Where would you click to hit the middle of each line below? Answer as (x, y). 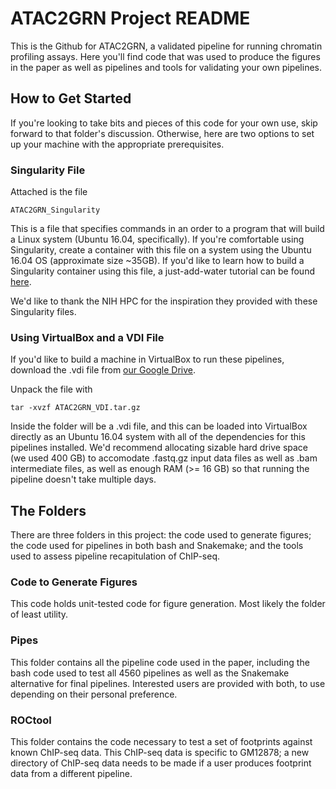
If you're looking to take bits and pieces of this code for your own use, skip (164, 123)
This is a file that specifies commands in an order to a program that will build (167, 229)
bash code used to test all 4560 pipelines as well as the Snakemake (150, 673)
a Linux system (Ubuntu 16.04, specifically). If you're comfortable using (157, 239)
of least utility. (39, 614)
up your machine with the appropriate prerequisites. (117, 144)
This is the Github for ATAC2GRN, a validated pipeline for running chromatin (166, 46)
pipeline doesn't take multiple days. (83, 479)
